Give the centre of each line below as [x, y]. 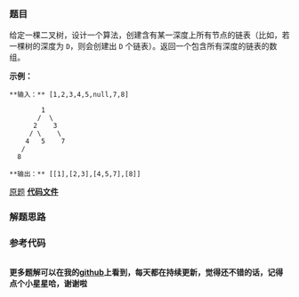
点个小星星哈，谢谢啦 [48, 283]
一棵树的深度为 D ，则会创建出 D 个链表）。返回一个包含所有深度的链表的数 [143, 46]
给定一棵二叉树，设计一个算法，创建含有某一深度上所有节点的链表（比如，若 [149, 35]
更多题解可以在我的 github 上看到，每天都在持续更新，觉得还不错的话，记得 [146, 272]
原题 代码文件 [34, 192]
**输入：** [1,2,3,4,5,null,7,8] [69, 95]
